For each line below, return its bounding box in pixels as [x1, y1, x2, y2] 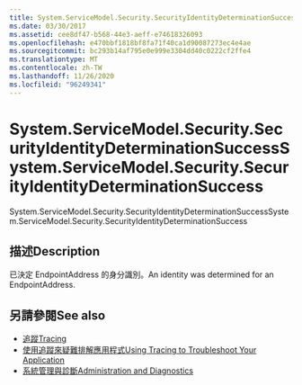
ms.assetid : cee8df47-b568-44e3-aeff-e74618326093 [9, 30, 203, 39]
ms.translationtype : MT [9, 55, 99, 64]
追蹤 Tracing [22, 334, 67, 345]
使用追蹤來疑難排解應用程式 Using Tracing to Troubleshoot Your [22, 345, 257, 355]
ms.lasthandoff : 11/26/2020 [9, 72, 115, 81]
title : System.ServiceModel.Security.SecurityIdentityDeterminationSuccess [9, 13, 299, 22]
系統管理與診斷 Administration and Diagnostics [22, 365, 194, 376]
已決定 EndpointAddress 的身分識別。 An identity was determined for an [9, 269, 274, 280]
